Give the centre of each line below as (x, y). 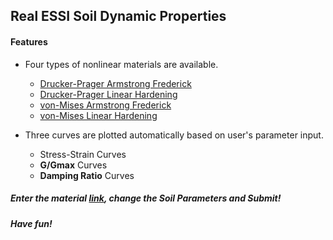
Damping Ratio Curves (87, 175)
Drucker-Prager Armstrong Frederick (115, 83)
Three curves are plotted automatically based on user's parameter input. (174, 135)
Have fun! (31, 223)
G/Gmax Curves (73, 165)
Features (29, 41)
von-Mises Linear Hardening (98, 115)
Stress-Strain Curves (83, 154)
